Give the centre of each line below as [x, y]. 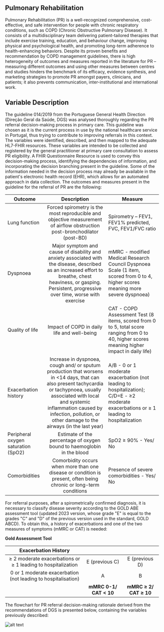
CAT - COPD [123, 308]
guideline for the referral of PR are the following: [53, 187]
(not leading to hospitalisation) [44, 579]
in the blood [75, 452]
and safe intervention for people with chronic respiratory [82, 25]
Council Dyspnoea [129, 264]
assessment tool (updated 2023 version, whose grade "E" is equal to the [78, 513]
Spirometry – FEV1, [130, 216]
